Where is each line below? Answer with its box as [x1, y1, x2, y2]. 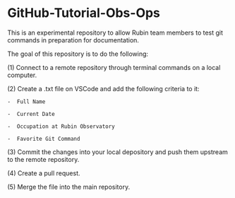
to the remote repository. [7, 155, 80, 163]
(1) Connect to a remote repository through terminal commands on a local [7, 63, 221, 71]
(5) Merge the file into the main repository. [7, 182, 131, 191]
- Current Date [7, 110, 55, 117]
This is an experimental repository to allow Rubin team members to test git [7, 28, 224, 37]
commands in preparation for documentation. [7, 35, 140, 44]
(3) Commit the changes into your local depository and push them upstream [7, 147, 228, 156]
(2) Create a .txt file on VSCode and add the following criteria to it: [7, 84, 200, 93]
